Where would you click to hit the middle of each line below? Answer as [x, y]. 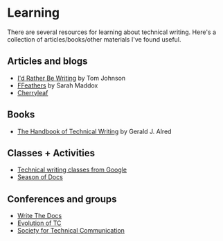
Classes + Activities [51, 153]
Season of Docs [40, 177]
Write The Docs [39, 216]
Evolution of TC [39, 223]
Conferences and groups [62, 199]
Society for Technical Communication [71, 231]
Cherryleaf [33, 92]
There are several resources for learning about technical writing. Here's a [112, 32]
